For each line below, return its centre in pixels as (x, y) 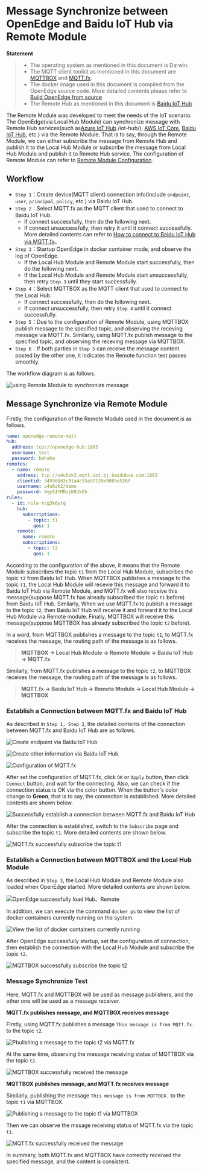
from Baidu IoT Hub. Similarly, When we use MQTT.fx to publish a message (99, 604)
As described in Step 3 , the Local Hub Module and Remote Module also (95, 880)
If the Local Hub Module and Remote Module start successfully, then (109, 262)
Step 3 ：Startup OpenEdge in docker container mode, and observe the (103, 249)
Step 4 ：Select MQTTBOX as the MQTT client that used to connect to (101, 288)
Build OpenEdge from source (66, 97)
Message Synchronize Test (47, 981)
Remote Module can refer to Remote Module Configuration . (80, 160)
